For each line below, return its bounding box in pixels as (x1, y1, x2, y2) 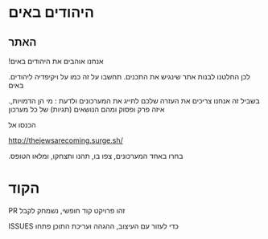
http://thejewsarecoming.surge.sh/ (8, 136, 123, 145)
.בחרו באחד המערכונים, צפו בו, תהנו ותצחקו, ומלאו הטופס (8, 152, 183, 160)
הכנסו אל (8, 120, 36, 129)
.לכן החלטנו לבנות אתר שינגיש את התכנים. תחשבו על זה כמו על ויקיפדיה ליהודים (8, 72, 251, 81)
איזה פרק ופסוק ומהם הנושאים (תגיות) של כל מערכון (8, 104, 165, 114)
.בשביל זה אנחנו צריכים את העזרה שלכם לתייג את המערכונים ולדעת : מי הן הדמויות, (8, 96, 260, 105)
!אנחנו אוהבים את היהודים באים (8, 56, 104, 66)
